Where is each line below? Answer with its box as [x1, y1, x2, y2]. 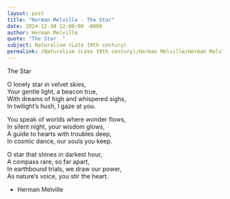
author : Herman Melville [7, 29, 78, 36]
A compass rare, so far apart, [7, 157, 90, 165]
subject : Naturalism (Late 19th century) [7, 42, 127, 49]
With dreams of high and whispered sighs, [7, 94, 127, 103]
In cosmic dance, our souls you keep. [7, 137, 113, 145]
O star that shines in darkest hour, [7, 150, 103, 158]
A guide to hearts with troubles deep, [7, 129, 112, 137]
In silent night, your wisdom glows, [7, 122, 105, 131]
